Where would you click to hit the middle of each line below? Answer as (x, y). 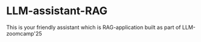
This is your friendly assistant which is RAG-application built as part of (94, 27)
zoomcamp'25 (24, 33)
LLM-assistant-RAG (57, 11)
